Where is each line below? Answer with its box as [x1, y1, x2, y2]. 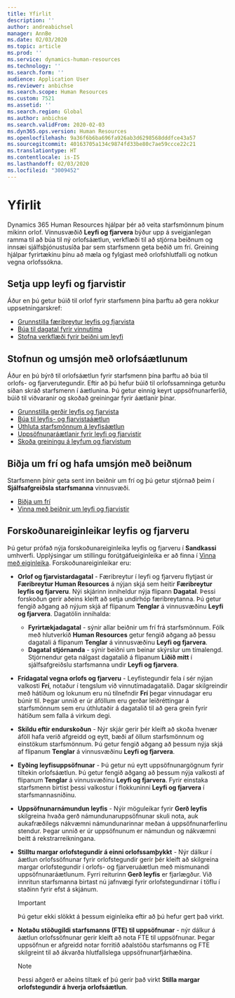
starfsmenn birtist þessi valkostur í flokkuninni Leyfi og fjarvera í [17, 783, 205, 792]
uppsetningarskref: [7, 304, 62, 312]
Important [17, 898, 46, 907]
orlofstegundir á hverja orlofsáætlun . [17, 983, 128, 991]
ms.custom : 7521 [7, 95, 55, 102]
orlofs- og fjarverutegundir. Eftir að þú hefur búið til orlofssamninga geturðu [7, 379, 226, 387]
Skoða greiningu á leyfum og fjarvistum [17, 437, 131, 446]
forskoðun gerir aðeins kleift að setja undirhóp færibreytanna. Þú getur [17, 594, 222, 603]
